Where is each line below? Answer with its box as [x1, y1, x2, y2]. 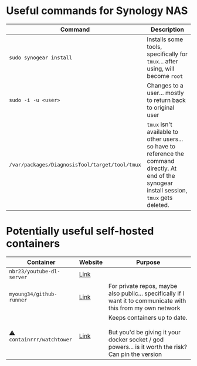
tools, [147, 42, 162, 50]
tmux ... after [147, 57, 178, 65]
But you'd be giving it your [108, 328, 181, 336]
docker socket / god [108, 335, 164, 344]
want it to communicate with [108, 296, 186, 304]
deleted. [147, 201, 169, 209]
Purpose [135, 258, 161, 266]
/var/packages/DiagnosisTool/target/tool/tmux [9, 161, 142, 168]
